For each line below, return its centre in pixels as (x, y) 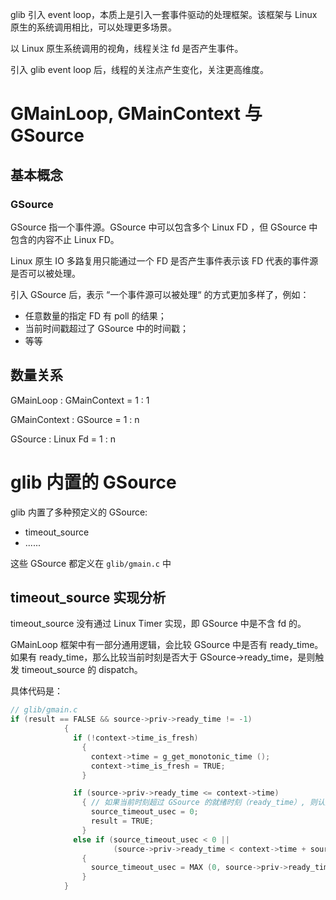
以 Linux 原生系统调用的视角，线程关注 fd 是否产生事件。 (127, 48)
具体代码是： (36, 691)
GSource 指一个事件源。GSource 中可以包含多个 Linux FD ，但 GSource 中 (164, 227)
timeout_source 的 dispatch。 (82, 670)
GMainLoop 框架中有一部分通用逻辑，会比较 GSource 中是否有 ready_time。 (167, 645)
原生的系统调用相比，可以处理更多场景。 (93, 27)
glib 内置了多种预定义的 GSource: (79, 512)
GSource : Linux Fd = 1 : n (63, 439)
